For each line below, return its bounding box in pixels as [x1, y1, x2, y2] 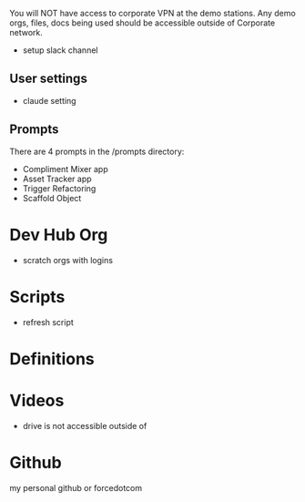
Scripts [9, 286, 66, 307]
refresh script [22, 316, 75, 327]
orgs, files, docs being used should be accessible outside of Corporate [9, 17, 276, 28]
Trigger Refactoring [22, 182, 97, 194]
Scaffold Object [22, 192, 82, 203]
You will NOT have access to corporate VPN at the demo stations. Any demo [9, 8, 296, 18]
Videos [9, 390, 65, 411]
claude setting [22, 95, 76, 106]
